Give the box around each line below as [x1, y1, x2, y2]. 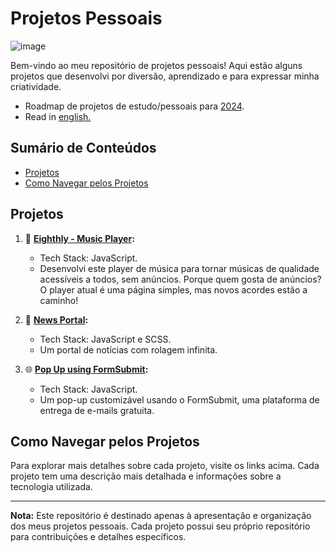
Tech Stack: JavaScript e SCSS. [39, 333, 172, 345]
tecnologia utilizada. [10, 481, 93, 493]
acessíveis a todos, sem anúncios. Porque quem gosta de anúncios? [39, 273, 322, 285]
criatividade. [10, 80, 62, 92]
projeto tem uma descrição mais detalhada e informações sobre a [10, 470, 282, 482]
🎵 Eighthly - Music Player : [24, 232, 135, 244]
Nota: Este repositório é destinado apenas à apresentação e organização [10, 510, 312, 522]
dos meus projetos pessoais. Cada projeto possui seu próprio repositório [10, 520, 311, 532]
